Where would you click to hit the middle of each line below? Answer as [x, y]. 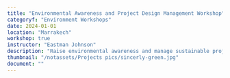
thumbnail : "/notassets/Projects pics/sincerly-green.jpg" [93, 58]
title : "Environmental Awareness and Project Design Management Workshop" [116, 13]
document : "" [26, 64]
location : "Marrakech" [39, 32]
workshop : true [29, 39]
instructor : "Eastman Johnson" [52, 45]
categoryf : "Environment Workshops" [59, 20]
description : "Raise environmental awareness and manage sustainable [108, 52]
